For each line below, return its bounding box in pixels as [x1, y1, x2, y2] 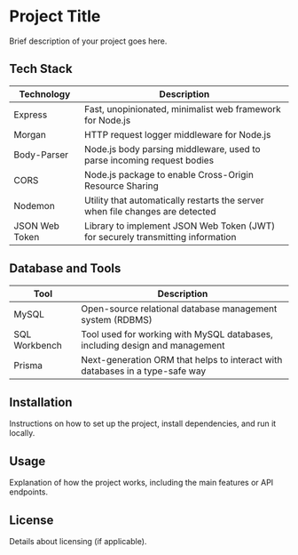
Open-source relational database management [81, 302, 278, 315]
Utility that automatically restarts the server [83, 194, 264, 206]
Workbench [13, 339, 62, 351]
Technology [19, 87, 71, 100]
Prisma [13, 358, 43, 371]
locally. [9, 428, 35, 438]
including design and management [81, 339, 225, 351]
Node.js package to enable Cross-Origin [83, 168, 255, 181]
